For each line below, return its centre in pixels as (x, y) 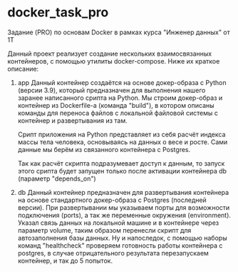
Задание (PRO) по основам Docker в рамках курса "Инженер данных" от (119, 32)
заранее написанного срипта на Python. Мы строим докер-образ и (120, 98)
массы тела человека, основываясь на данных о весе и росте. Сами (123, 142)
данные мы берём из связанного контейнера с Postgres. (104, 149)
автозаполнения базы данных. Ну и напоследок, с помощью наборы (122, 238)
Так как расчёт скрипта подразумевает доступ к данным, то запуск (121, 163)
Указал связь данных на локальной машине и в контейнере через (118, 223)
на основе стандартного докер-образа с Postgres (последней (112, 200)
